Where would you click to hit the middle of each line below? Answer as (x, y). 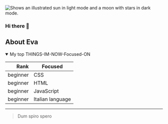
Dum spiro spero (34, 116)
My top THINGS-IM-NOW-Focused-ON (50, 54)
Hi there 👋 (17, 26)
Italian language (52, 99)
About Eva (22, 42)
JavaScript (46, 91)
